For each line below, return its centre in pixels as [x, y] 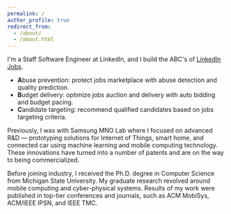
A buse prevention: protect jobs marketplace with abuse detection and [117, 80]
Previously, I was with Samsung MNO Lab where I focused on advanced [110, 131]
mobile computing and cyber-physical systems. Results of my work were [111, 188]
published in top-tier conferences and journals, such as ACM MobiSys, [108, 196]
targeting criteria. [42, 117]
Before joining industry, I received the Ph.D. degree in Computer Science [111, 174]
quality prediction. [43, 88]
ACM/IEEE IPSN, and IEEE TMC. [52, 203]
